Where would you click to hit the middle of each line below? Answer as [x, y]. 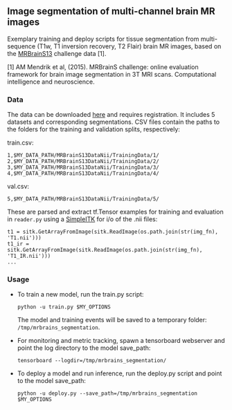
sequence [21, 46]
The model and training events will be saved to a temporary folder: [112, 320]
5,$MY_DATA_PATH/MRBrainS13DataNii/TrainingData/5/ [83, 199]
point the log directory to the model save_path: [84, 348]
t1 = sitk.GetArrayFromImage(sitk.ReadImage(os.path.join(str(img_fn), [113, 232]
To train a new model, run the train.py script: [80, 295]
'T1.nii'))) [24, 238]
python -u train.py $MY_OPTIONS [64, 307]
